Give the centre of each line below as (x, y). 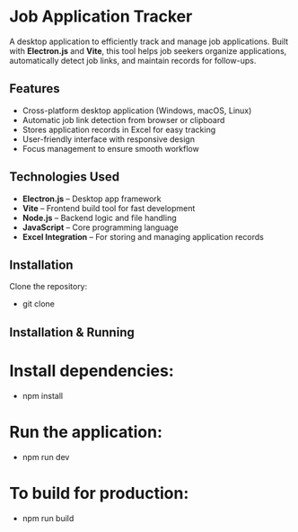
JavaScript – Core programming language (101, 227)
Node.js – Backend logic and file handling (99, 217)
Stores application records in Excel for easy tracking (119, 129)
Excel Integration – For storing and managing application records (143, 236)
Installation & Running (72, 332)
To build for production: (99, 493)
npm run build (48, 518)
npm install (43, 395)
